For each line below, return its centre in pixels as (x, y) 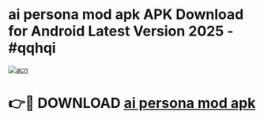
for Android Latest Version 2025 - (121, 31)
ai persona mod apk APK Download (126, 15)
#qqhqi (32, 48)
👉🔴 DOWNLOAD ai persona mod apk (132, 103)
